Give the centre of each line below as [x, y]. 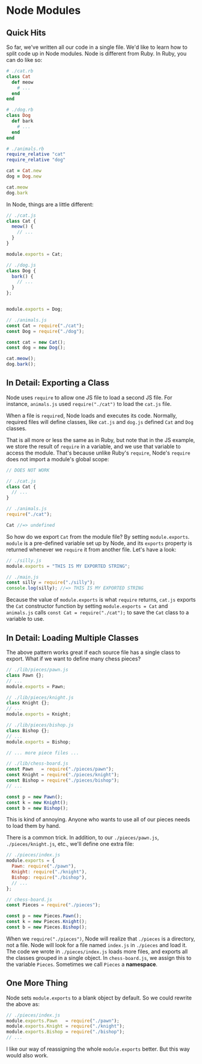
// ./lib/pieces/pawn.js [37, 670]
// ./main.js [23, 577]
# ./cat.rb [20, 71]
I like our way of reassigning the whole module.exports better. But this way [98, 1049]
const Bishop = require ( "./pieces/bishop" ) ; [63, 780]
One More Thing [37, 983]
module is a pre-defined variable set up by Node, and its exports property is [99, 543]
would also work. [27, 1056]
